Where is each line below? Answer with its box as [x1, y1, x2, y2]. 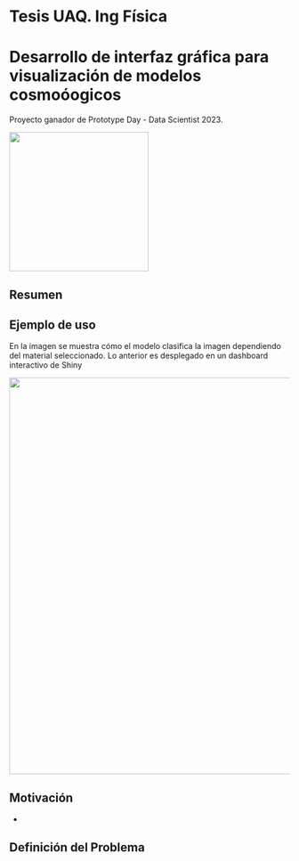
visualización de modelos [9, 66, 202, 86]
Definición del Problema [9, 840, 145, 855]
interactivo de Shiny [9, 360, 83, 370]
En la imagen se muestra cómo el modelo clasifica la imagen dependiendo [9, 341, 282, 352]
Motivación [9, 790, 74, 805]
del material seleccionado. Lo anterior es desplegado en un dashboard [9, 350, 269, 361]
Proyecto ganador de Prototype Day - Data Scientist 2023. [9, 114, 223, 126]
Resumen [9, 287, 63, 302]
